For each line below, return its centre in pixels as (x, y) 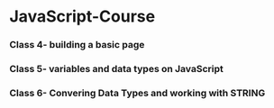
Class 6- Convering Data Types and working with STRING (137, 93)
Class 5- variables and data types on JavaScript (116, 69)
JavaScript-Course (82, 17)
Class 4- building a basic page (77, 45)
